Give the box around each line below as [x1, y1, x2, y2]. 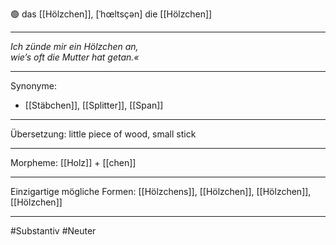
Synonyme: [10, 80, 57, 92]
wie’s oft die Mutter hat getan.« [10, 51, 140, 63]
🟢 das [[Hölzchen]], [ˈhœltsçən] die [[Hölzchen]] [10, 8, 213, 20]
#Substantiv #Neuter [10, 225, 97, 237]
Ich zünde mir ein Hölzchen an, [10, 41, 139, 52]
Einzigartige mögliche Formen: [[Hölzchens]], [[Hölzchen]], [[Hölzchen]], [10, 186, 312, 197]
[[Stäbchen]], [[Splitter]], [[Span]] [24, 99, 164, 111]
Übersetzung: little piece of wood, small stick [10, 128, 197, 140]
